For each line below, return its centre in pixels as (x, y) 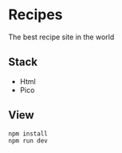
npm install (28, 134)
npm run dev (28, 141)
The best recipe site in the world (61, 37)
